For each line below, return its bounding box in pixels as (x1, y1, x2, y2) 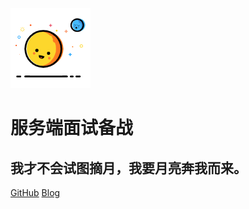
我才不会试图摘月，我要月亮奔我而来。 (10, 159, 247, 177)
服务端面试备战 (10, 117, 134, 140)
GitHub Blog (10, 187, 61, 198)
